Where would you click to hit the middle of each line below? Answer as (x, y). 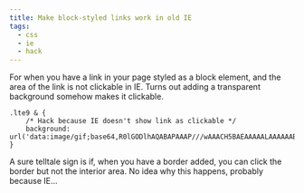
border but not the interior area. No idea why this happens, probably (137, 171)
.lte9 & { (28, 113)
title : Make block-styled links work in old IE (101, 18)
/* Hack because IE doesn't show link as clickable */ (131, 121)
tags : (19, 26)
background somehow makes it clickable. (87, 97)
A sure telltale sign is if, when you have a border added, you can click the (146, 162)
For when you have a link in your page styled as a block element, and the (145, 77)
